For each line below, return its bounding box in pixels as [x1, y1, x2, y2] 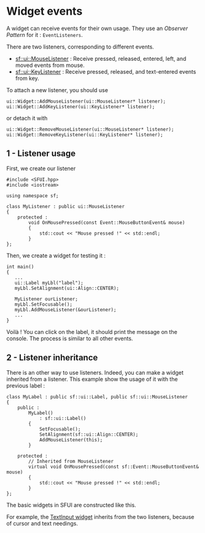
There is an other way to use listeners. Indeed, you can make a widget [6, 368, 184, 376]
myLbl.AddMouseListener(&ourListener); [14, 306, 117, 313]
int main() [6, 263, 34, 270]
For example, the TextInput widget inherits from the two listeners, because [6, 513, 195, 520]
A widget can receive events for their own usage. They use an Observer [6, 25, 188, 32]
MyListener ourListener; [14, 296, 79, 302]
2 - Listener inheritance [6, 352, 98, 363]
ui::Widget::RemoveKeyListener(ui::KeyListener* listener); [6, 131, 164, 138]
